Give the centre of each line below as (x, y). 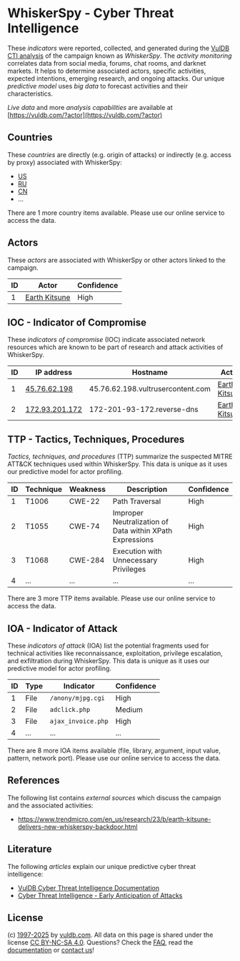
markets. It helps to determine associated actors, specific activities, (107, 71)
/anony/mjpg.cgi (77, 698)
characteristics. (30, 94)
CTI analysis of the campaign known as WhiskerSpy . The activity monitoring (120, 56)
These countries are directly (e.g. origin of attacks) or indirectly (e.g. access (120, 154)
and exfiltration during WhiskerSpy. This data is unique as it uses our (109, 661)
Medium (129, 710)
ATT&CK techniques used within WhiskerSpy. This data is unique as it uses (117, 464)
